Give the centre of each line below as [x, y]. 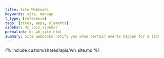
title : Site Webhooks [27, 9]
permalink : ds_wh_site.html [34, 32]
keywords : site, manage [29, 14]
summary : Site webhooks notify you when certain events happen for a [77, 37]
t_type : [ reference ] [26, 18]
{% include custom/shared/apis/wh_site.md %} [52, 50]
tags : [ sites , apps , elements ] [37, 23]
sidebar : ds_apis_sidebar [31, 28]
